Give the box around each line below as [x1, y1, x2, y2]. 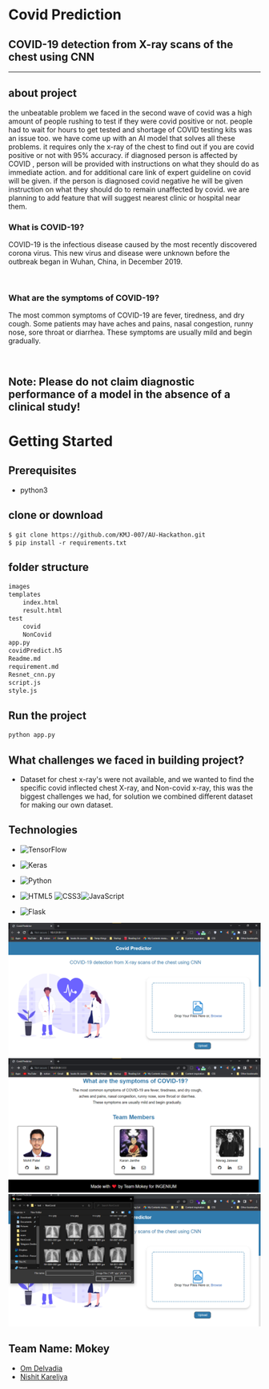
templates [8, 591, 42, 599]
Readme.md [8, 655, 42, 663]
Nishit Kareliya [19, 1371, 68, 1381]
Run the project [8, 708, 86, 723]
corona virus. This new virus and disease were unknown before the [8, 249, 231, 258]
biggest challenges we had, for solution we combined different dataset [19, 792, 254, 801]
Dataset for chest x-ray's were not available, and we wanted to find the [19, 774, 255, 784]
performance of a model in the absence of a [8, 387, 231, 401]
